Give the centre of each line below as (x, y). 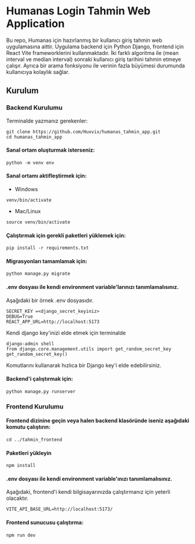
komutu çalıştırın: (28, 427)
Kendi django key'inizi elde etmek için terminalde (66, 333)
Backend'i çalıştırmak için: (40, 379)
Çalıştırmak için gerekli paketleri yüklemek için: (66, 235)
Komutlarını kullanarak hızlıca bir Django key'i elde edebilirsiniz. (84, 365)
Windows (26, 189)
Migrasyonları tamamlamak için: (47, 261)
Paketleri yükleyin (29, 453)
